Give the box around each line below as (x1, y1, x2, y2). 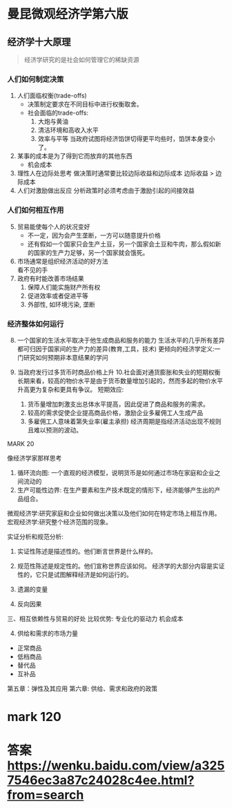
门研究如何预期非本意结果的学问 (17, 353, 108, 361)
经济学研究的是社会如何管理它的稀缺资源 (23, 56, 139, 64)
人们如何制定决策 (7, 74, 64, 84)
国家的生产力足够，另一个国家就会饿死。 (33, 248, 149, 256)
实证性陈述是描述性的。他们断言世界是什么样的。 (17, 547, 157, 555)
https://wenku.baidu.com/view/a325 (7, 758, 225, 773)
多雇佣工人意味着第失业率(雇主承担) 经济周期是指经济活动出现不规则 (27, 417, 222, 425)
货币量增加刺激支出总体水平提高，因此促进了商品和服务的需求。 (27, 400, 209, 408)
